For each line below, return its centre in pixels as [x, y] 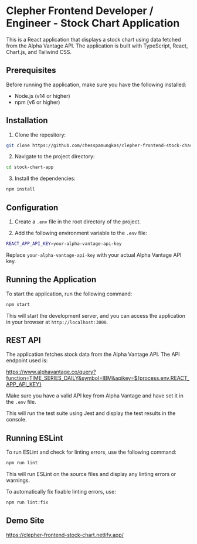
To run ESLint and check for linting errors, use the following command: [91, 452]
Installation [27, 120]
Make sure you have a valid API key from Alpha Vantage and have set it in [95, 396]
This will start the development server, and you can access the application [96, 315]
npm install [21, 189]
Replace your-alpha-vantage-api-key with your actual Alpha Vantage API [94, 255]
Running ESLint [35, 438]
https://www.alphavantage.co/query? [51, 372]
